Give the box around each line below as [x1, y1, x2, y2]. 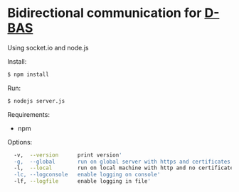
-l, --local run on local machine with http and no [14, 164, 196, 171]
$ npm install [7, 71, 50, 78]
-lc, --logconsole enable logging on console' [14, 171, 161, 179]
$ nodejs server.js [7, 97, 65, 104]
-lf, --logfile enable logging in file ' [14, 178, 152, 185]
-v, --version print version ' [14, 151, 122, 159]
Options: [7, 137, 33, 146]
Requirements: [7, 110, 50, 118]
